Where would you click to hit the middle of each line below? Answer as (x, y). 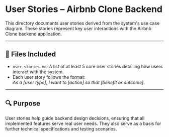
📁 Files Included (31, 54)
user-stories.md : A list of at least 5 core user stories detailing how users (88, 66)
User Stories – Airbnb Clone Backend (84, 9)
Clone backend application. (33, 34)
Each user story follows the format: (49, 77)
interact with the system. (38, 72)
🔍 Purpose (23, 104)
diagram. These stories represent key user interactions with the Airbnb (78, 28)
